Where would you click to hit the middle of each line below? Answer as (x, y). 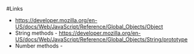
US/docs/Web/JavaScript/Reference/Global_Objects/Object (89, 27)
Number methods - (39, 46)
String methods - (36, 33)
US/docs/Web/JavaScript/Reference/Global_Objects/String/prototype (101, 39)
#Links (15, 9)
